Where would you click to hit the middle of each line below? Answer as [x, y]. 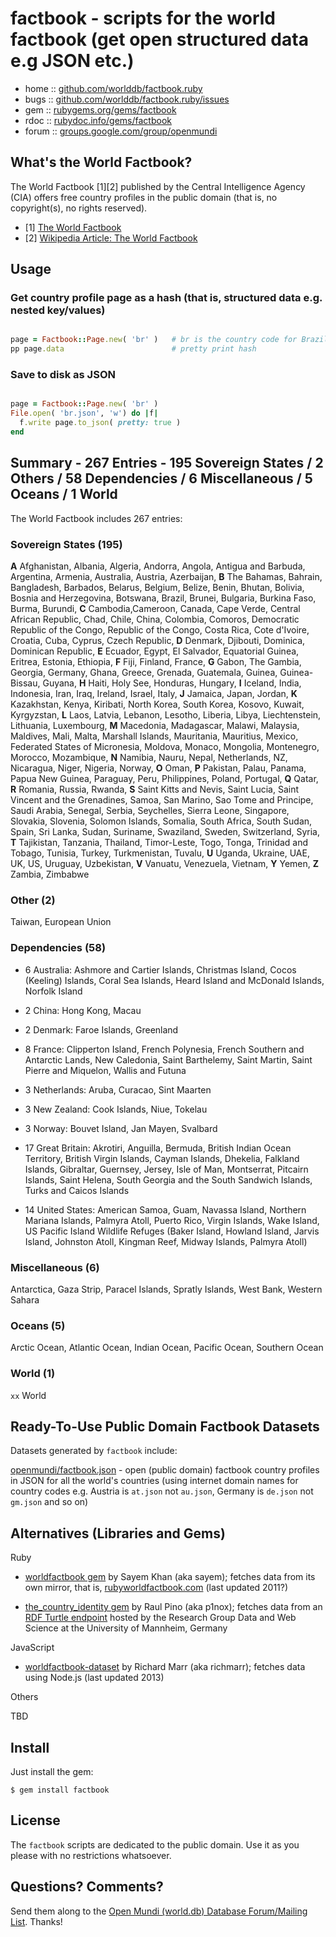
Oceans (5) [38, 1325]
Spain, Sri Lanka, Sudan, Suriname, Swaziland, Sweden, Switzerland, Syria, [165, 832]
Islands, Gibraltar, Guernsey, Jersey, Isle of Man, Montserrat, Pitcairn [166, 1169]
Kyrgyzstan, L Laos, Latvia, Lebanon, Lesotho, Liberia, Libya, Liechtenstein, [166, 715]
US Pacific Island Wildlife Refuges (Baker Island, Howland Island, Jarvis [172, 1231]
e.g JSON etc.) [72, 61]
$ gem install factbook [60, 1790]
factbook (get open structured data [159, 39]
